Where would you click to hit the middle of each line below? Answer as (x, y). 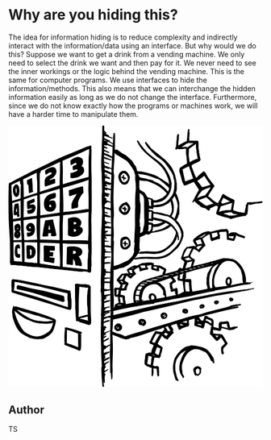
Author (26, 410)
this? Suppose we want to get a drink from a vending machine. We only (127, 54)
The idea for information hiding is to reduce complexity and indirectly (123, 37)
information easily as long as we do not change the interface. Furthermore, (133, 97)
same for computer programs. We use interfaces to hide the (108, 80)
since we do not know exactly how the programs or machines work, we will (133, 106)
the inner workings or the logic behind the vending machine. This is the (126, 71)
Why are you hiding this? (94, 15)
